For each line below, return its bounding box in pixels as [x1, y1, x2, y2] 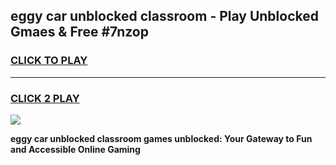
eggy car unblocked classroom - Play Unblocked [10, 8, 319, 25]
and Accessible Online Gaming [10, 143, 141, 155]
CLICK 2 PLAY [10, 91, 80, 105]
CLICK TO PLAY [10, 54, 88, 68]
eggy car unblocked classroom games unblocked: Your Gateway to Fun [10, 132, 313, 144]
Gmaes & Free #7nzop [10, 24, 149, 41]
